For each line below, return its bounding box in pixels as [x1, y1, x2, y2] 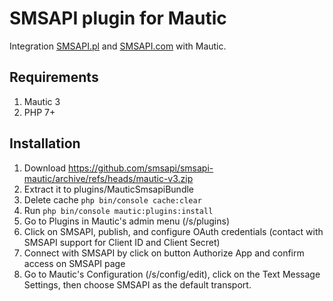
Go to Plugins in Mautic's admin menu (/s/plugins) [23, 215, 230, 227]
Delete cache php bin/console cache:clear [23, 193, 202, 206]
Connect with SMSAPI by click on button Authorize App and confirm [23, 247, 305, 259]
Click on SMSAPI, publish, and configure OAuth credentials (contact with [23, 225, 324, 237]
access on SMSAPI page [23, 257, 126, 269]
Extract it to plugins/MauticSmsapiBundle [23, 183, 195, 195]
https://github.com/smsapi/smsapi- [68, 162, 214, 174]
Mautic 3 [23, 95, 61, 107]
